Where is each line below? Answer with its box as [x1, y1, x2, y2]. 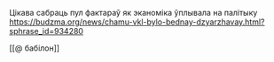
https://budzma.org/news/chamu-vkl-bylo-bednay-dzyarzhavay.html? [9, 17, 265, 27]
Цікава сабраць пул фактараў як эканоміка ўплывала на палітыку [9, 8, 258, 17]
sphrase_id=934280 [9, 26, 84, 36]
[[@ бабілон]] [9, 43, 60, 53]
